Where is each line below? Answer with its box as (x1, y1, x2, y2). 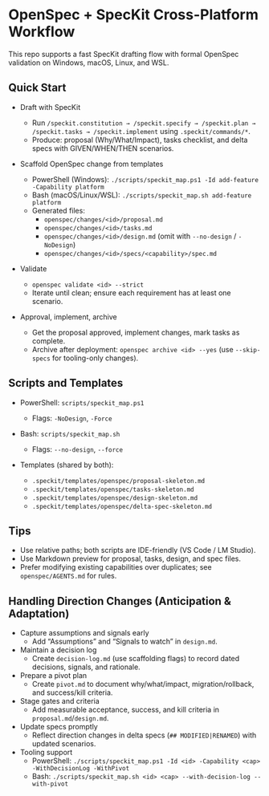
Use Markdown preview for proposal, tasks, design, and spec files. (19, 554, 242, 563)
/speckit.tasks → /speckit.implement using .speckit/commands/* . (31, 126, 251, 136)
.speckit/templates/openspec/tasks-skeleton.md (31, 485, 194, 493)
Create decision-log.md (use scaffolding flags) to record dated (31, 654, 240, 664)
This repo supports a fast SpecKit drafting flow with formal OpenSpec (8, 49, 239, 59)
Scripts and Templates (8, 376, 124, 390)
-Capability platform (31, 183, 104, 191)
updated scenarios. (31, 739, 96, 749)
